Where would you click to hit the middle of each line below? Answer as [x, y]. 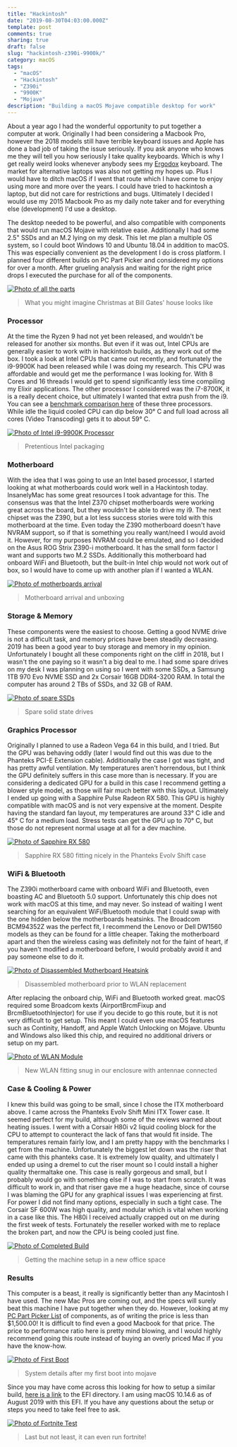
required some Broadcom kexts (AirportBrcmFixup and [87, 1005]
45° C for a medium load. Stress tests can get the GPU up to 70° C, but [110, 821]
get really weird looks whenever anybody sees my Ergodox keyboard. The [115, 163]
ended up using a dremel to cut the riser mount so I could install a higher [113, 1164]
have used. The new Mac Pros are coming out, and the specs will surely [112, 1301]
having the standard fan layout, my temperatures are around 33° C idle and [116, 813]
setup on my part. [33, 1043]
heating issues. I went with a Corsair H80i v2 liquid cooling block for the [112, 1126]
